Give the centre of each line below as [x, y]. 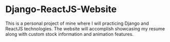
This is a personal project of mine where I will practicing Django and [77, 23]
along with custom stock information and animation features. [69, 34]
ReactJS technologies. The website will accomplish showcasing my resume [85, 28]
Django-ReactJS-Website [61, 9]
